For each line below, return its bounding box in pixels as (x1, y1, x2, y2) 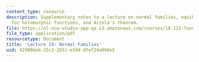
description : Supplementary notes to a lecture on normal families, (6, 14, 179, 20)
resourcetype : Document (6, 36, 65, 42)
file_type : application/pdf (6, 31, 76, 37)
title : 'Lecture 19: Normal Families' (6, 42, 102, 48)
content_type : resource (6, 8, 65, 15)
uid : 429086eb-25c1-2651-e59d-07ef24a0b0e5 (6, 47, 115, 53)
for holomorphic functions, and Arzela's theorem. (11, 19, 139, 25)
